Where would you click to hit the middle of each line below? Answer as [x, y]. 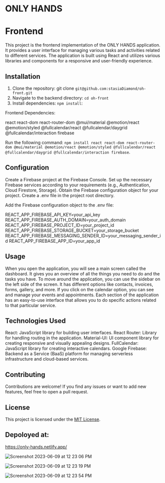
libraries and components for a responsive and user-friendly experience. [79, 61]
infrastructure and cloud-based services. [47, 359]
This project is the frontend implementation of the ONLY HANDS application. [83, 45]
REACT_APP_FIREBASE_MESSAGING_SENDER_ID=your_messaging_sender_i [83, 235]
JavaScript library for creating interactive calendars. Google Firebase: [76, 349]
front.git [22, 93]
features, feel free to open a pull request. [47, 392]
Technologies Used [35, 321]
